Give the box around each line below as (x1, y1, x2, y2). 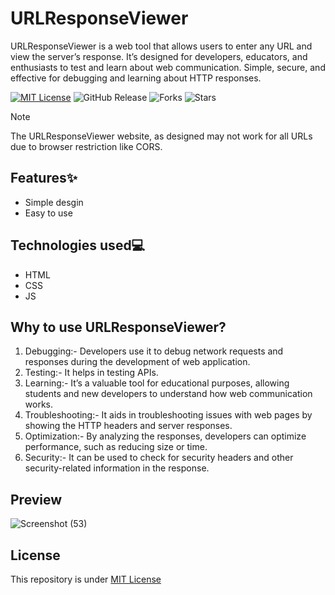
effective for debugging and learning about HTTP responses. (10, 72, 262, 84)
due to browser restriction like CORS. (10, 140, 163, 152)
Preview (10, 491, 63, 508)
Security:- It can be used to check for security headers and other (24, 452, 294, 464)
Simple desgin (24, 196, 84, 208)
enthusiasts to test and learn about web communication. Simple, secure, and (10, 61, 326, 73)
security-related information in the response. (24, 462, 210, 474)
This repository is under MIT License (10, 573, 162, 585)
